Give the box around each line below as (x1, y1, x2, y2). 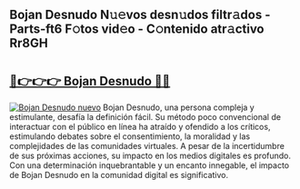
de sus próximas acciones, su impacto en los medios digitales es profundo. (9, 150, 292, 161)
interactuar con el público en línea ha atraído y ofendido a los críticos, (9, 122, 271, 132)
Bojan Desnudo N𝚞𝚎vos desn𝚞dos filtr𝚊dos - (9, 7, 271, 23)
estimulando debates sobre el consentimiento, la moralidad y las (9, 131, 251, 142)
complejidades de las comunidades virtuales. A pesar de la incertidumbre (9, 141, 285, 151)
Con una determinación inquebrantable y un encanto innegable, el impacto (9, 160, 289, 171)
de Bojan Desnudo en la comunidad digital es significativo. (9, 170, 229, 180)
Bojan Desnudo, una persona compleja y (103, 102, 255, 113)
